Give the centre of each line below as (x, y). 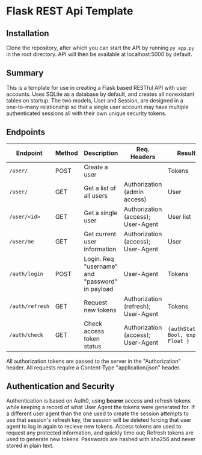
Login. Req (99, 259)
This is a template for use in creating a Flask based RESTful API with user (97, 87)
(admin (134, 192)
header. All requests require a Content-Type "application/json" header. (93, 367)
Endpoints (26, 132)
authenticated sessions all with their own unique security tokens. (87, 113)
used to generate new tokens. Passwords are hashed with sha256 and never (101, 439)
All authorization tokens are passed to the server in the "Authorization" (94, 361)
